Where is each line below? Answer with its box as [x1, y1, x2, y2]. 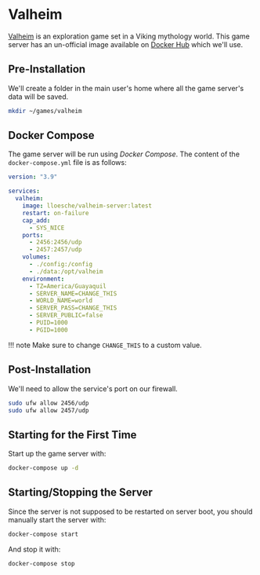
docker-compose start [8, 530, 79, 538]
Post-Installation [8, 363, 92, 376]
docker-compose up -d [8, 464, 79, 472]
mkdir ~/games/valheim [8, 107, 82, 115]
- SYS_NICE [28, 224, 65, 232]
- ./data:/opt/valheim [28, 267, 103, 276]
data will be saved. [8, 92, 69, 101]
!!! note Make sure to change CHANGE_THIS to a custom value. [8, 340, 202, 350]
